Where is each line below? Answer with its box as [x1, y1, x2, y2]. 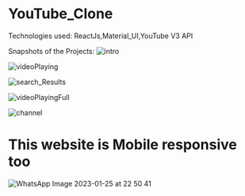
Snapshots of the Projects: [8, 46, 95, 56]
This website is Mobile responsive [8, 136, 238, 154]
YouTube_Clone [8, 5, 113, 23]
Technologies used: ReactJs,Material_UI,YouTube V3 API [8, 31, 193, 40]
